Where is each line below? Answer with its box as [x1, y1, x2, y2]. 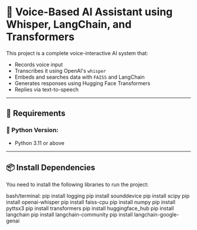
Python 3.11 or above [14, 139, 64, 146]
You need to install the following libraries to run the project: [6, 181, 149, 188]
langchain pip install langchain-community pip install [6, 211, 133, 218]
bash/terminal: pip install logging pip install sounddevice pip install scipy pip [6, 192, 190, 199]
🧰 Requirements [6, 109, 66, 119]
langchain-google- [134, 211, 179, 218]
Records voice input [14, 61, 63, 68]
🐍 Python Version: [6, 126, 59, 134]
